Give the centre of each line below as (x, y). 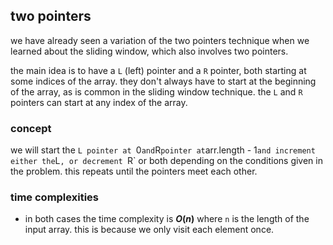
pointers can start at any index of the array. (99, 102)
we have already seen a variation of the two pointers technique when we (160, 40)
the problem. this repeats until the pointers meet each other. (134, 171)
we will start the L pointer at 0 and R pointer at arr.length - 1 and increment (163, 150)
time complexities (54, 197)
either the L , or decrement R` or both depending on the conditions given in (166, 161)
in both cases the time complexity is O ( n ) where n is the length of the (167, 219)
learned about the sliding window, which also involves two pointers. (149, 51)
